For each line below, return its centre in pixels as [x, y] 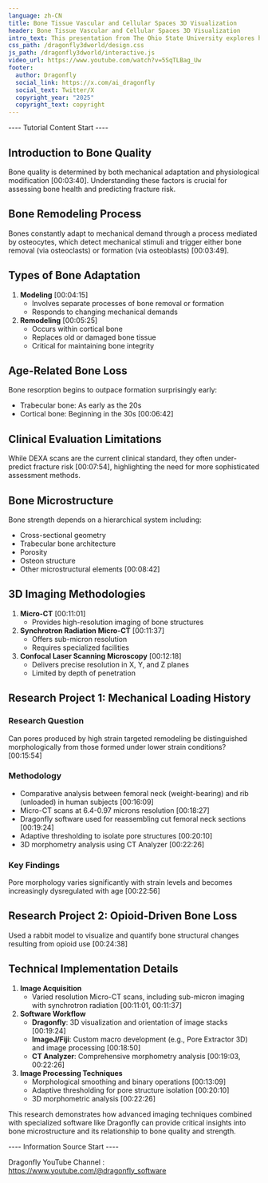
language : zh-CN [35, 16]
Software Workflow [53, 1014]
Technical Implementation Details [93, 969]
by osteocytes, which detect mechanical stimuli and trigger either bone [125, 241]
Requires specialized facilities [81, 647]
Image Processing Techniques [71, 1073]
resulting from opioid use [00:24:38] [68, 943]
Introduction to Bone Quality [80, 153]
